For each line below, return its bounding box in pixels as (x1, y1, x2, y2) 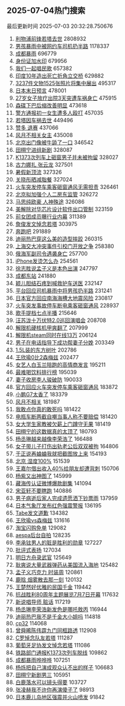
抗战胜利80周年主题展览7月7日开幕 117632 (15, 590, 119, 598)
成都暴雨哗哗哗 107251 (15, 656, 70, 663)
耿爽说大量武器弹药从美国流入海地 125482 (15, 561, 118, 568)
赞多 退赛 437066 (15, 124, 59, 131)
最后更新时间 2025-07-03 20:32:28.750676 (7, 23, 113, 30)
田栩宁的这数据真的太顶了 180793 (15, 427, 97, 435)
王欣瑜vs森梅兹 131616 (15, 516, 70, 523)
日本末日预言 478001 (15, 87, 67, 94)
